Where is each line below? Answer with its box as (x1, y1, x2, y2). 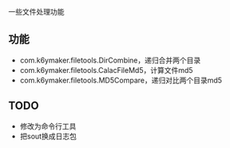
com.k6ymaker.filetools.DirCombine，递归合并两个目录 (19, 55, 201, 65)
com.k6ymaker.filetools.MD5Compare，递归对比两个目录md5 (19, 75, 222, 85)
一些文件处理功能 (8, 7, 65, 16)
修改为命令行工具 (19, 121, 77, 130)
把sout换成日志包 (19, 131, 77, 141)
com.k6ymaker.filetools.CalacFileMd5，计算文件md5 (19, 65, 193, 74)
